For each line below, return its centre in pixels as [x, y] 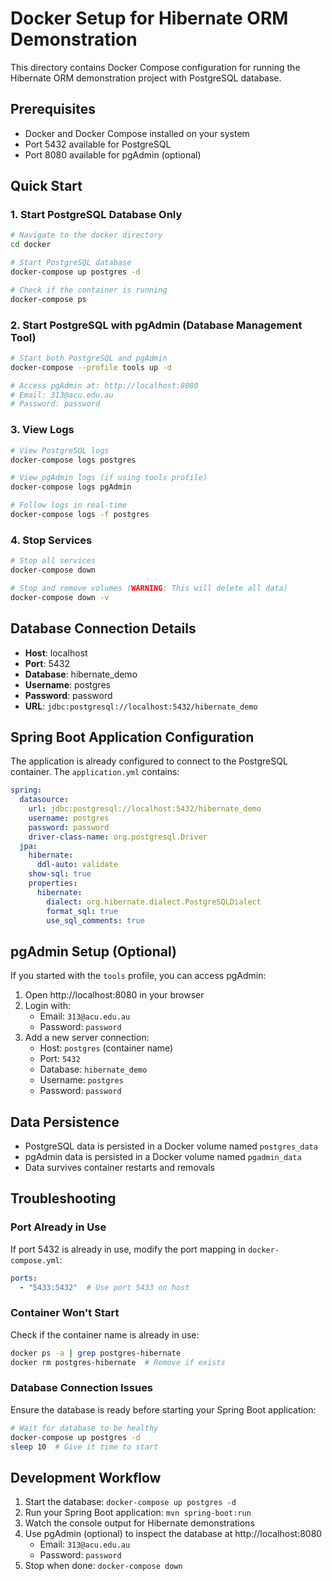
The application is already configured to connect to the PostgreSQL [149, 761]
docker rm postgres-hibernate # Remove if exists [118, 1362]
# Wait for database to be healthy [84, 1428]
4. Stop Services [51, 540]
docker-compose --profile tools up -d [91, 367]
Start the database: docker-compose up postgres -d [130, 1502]
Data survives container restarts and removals [119, 1168]
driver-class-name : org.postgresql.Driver [118, 837]
